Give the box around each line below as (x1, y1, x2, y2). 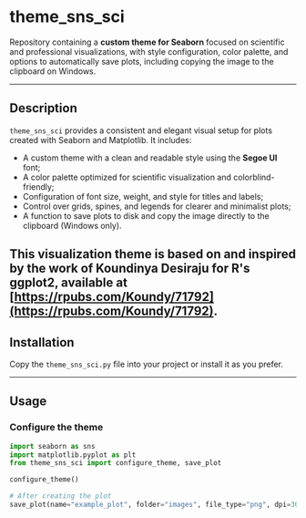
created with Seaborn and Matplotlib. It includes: (9, 134, 192, 145)
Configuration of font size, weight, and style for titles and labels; (22, 191, 264, 202)
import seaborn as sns (9, 441, 96, 451)
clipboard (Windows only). (22, 220, 122, 231)
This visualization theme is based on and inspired (9, 246, 296, 262)
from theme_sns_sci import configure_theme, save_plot (9, 459, 222, 468)
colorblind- (233, 171, 275, 182)
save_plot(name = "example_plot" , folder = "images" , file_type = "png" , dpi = (9, 500, 291, 510)
